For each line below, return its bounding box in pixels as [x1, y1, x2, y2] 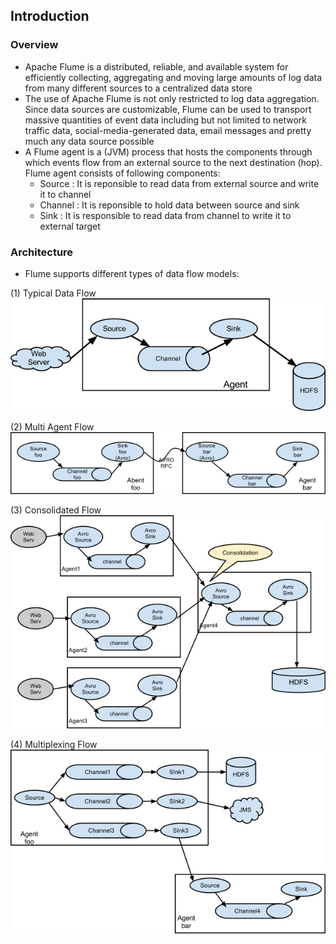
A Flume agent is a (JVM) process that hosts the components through [24, 145, 313, 158]
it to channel [39, 188, 92, 200]
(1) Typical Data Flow [10, 287, 97, 299]
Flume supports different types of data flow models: [24, 267, 240, 279]
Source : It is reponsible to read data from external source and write [39, 177, 320, 189]
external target [39, 220, 101, 232]
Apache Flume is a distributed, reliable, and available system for [24, 60, 289, 73]
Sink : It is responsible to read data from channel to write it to [39, 209, 292, 221]
